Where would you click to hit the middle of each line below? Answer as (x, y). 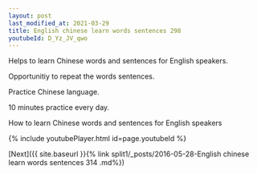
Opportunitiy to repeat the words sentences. (82, 76)
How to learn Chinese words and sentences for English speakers (115, 123)
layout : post (30, 16)
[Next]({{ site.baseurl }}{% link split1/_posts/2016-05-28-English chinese (129, 154)
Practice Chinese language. (54, 92)
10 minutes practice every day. (59, 107)
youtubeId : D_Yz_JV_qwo (48, 38)
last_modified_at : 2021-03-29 (59, 23)
